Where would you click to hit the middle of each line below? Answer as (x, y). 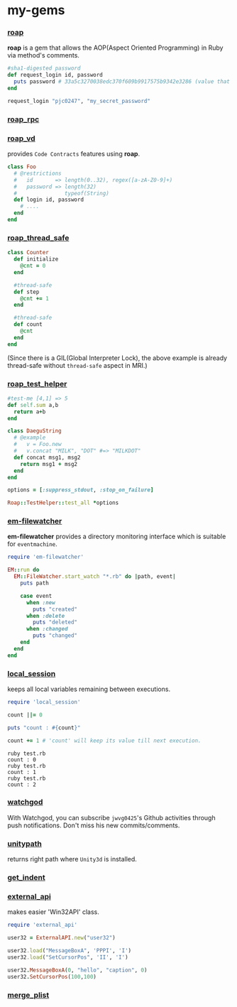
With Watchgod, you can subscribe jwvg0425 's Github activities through (111, 817)
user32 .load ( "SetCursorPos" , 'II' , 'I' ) (68, 957)
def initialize (36, 259)
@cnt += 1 (35, 298)
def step (27, 292)
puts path (35, 583)
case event (36, 596)
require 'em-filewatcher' (45, 557)
